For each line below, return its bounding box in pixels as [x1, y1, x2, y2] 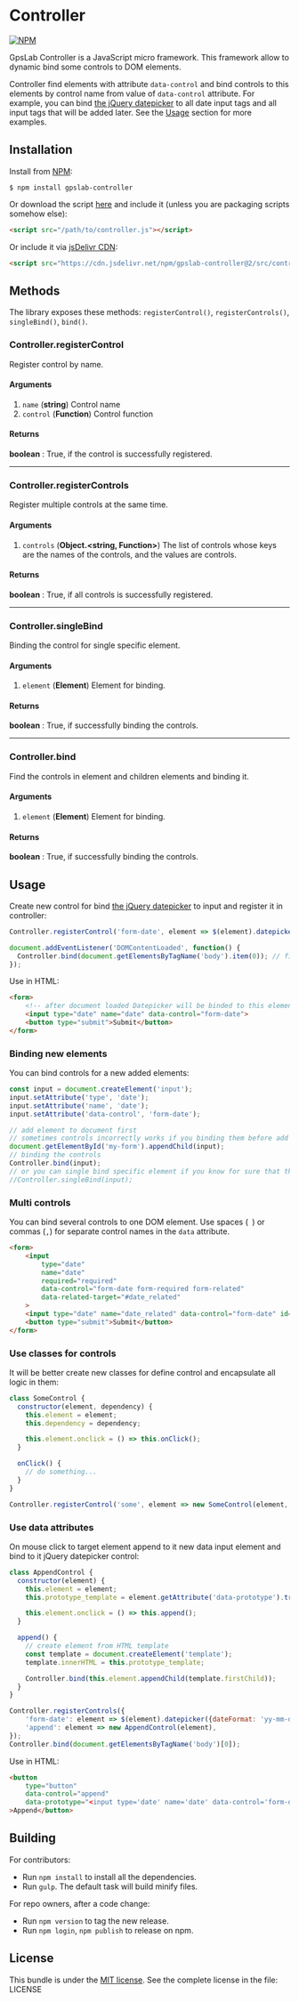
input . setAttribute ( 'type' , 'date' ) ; [9, 1093, 149, 1102]
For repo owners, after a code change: [9, 1898, 150, 1909]
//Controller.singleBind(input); [9, 1175, 133, 1184]
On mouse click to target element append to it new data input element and [9, 1541, 282, 1552]
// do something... [25, 1467, 98, 1477]
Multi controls [9, 1196, 71, 1208]
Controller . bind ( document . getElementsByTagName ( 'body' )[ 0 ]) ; [9, 1740, 241, 1748]
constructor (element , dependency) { [17, 1402, 153, 1411]
